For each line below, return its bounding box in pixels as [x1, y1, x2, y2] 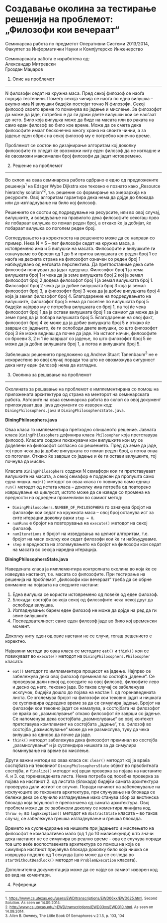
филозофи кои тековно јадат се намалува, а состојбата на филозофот [12, 705, 160, 711]
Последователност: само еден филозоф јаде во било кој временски [12, 618, 157, 624]
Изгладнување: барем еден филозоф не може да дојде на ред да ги [12, 607, 157, 613]
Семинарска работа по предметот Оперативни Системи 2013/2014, [5, 40, 149, 46]
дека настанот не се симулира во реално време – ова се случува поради [5, 836, 162, 842]
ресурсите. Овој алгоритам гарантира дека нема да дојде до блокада [5, 194, 154, 200]
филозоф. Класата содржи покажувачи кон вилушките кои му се [5, 437, 143, 443]
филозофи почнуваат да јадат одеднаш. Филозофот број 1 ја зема [5, 267, 144, 273]
